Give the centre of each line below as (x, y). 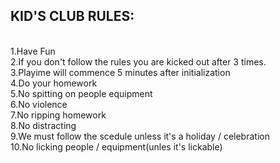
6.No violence (39, 104)
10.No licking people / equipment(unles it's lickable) (116, 146)
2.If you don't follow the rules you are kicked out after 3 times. (138, 61)
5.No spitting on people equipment (81, 93)
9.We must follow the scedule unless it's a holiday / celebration (140, 136)
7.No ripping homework (58, 115)
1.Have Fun (33, 51)
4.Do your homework (54, 83)
